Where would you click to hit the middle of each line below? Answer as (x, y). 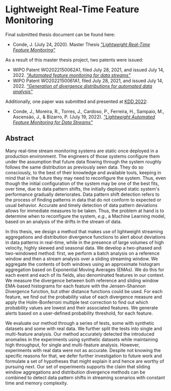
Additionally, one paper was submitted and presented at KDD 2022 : (77, 101)
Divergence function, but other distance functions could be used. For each (84, 291)
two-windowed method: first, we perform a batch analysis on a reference (82, 253)
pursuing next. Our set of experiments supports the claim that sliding (78, 366)
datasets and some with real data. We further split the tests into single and (84, 328)
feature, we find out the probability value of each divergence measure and (84, 297)
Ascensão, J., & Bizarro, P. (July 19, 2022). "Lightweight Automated (84, 117)
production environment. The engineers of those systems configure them (83, 156)
